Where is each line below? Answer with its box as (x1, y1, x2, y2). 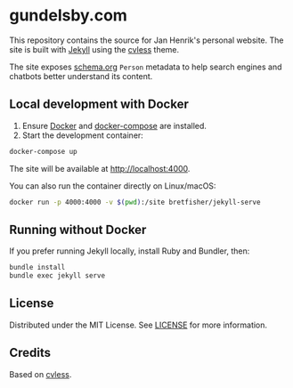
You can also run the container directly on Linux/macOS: (9, 180, 216, 191)
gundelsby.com (9, 5, 127, 26)
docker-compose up (9, 147, 77, 156)
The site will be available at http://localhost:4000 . (9, 163, 191, 174)
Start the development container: (21, 130, 144, 141)
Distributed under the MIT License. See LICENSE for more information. (9, 319, 268, 330)
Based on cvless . (9, 368, 72, 379)
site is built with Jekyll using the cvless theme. (9, 44, 180, 54)
